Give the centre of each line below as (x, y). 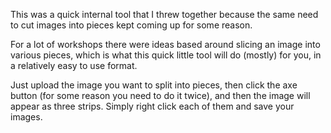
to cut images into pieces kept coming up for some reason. (131, 25)
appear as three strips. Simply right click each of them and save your (152, 106)
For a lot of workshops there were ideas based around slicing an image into (165, 44)
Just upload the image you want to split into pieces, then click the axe (154, 85)
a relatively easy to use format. (74, 65)
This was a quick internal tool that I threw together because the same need (164, 14)
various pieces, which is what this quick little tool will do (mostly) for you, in (166, 55)
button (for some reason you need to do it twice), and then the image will (160, 95)
